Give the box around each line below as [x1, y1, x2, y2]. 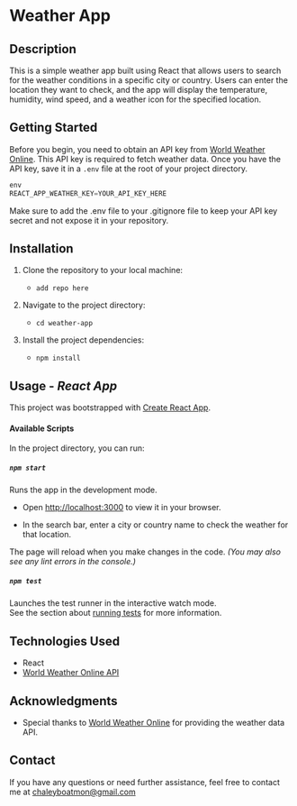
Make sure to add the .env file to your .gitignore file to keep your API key [9, 205, 278, 216]
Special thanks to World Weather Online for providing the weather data [22, 717, 285, 728]
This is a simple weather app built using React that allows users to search [9, 65, 282, 76]
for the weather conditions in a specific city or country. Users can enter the [9, 75, 288, 86]
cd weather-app [35, 319, 93, 328]
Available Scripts [9, 423, 75, 434]
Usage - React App [9, 378, 118, 393]
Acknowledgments [9, 693, 119, 709]
